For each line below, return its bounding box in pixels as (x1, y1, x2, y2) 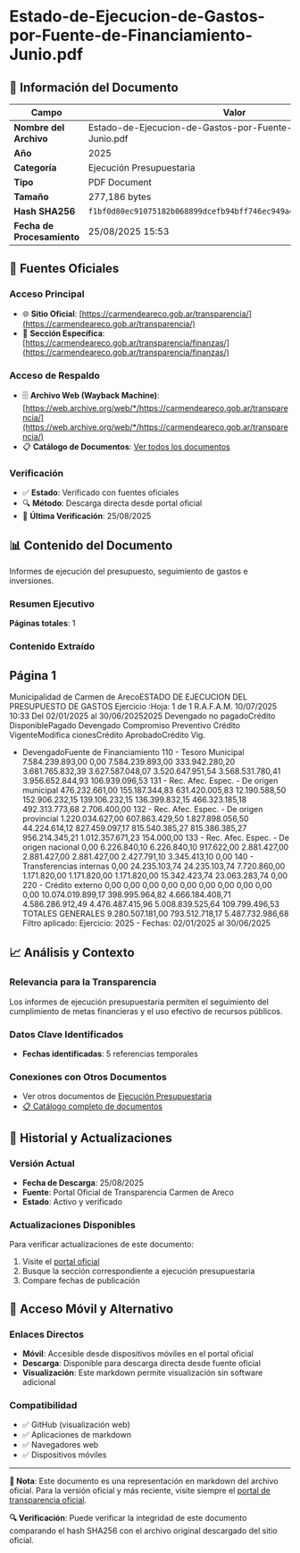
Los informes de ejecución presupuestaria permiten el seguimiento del (9, 996, 270, 1007)
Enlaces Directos (9, 1328, 85, 1340)
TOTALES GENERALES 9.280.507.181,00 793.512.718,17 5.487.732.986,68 (21, 909, 289, 919)
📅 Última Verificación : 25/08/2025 (21, 511, 152, 522)
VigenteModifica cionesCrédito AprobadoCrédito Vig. (9, 730, 205, 741)
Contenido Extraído (9, 641, 96, 653)
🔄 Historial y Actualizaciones (9, 1130, 172, 1146)
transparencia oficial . (9, 1495, 87, 1506)
